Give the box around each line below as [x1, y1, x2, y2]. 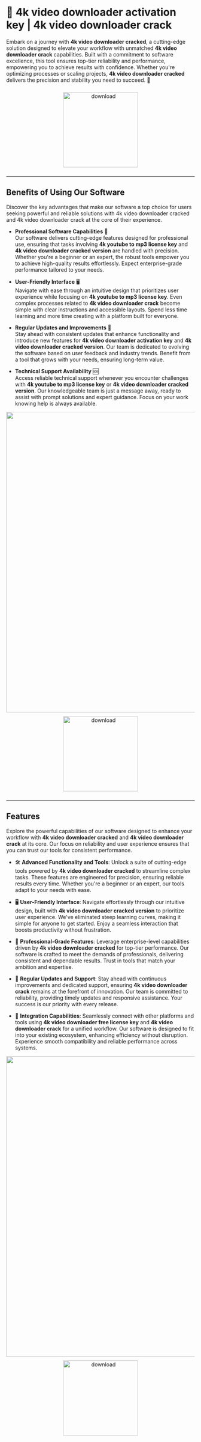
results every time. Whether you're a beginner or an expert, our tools [14, 880, 184, 887]
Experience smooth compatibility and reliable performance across [14, 1037, 178, 1045]
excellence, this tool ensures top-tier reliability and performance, [6, 57, 166, 64]
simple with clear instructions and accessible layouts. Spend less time [14, 306, 187, 313]
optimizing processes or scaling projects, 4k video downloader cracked [6, 70, 185, 77]
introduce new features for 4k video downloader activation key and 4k [14, 337, 192, 344]
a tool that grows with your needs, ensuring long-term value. [14, 356, 165, 363]
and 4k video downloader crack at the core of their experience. [6, 216, 163, 223]
